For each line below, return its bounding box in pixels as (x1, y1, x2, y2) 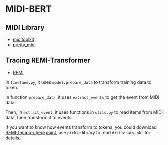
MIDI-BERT (5, 3, 52, 15)
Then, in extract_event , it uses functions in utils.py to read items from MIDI (5, 109, 163, 115)
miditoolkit (12, 36, 34, 42)
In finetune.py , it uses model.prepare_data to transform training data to (5, 79, 152, 85)
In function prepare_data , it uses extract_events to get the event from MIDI (5, 94, 159, 100)
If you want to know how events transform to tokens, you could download (5, 124, 157, 130)
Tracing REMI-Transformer (5, 56, 90, 65)
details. (5, 135, 21, 141)
